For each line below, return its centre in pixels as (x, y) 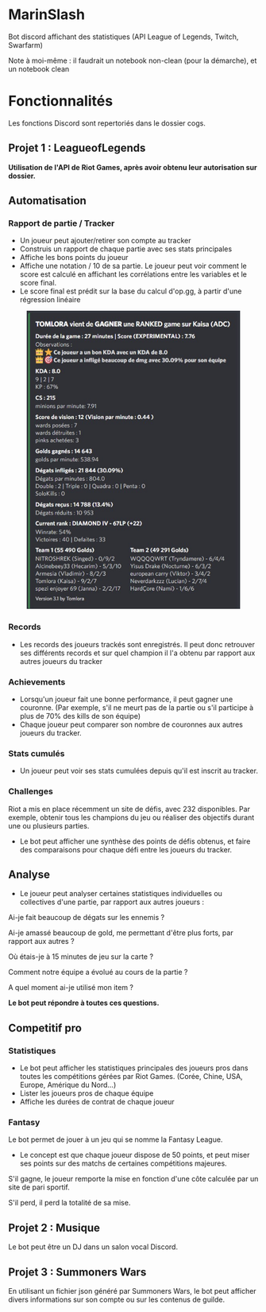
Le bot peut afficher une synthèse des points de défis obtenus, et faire (135, 841)
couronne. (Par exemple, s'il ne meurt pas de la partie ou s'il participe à (137, 707)
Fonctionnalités (61, 101)
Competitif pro (45, 1028)
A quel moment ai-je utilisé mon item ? (71, 988)
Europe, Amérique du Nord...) (68, 1085)
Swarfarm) (26, 45)
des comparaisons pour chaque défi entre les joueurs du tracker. (126, 849)
